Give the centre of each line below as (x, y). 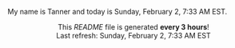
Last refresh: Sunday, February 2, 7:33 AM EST (133, 36)
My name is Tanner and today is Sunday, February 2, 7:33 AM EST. (117, 12)
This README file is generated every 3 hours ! (133, 27)
